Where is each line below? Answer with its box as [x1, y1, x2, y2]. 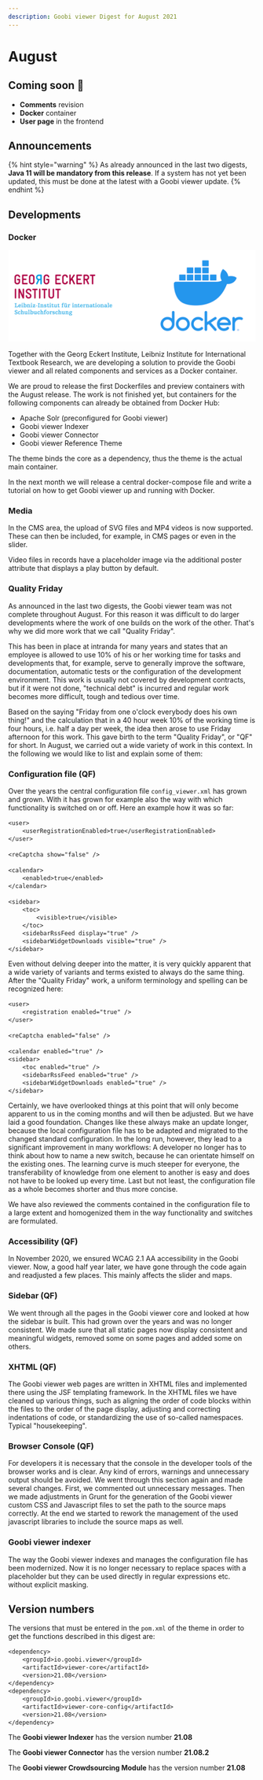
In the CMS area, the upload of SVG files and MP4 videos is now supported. [8, 524, 254, 533]
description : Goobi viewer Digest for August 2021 [8, 13, 177, 20]
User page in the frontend [19, 117, 104, 126]
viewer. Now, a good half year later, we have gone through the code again [8, 1262, 247, 1271]
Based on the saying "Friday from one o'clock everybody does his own [8, 707, 237, 716]
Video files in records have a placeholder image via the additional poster [8, 555, 242, 564]
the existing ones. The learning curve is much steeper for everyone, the [8, 1160, 240, 1169]
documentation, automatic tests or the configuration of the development [8, 666, 242, 676]
